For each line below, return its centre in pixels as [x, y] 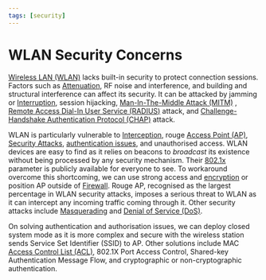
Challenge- [219, 111]
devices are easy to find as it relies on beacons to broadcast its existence [129, 151]
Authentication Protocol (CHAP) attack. [111, 119]
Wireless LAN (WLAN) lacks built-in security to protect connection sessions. [133, 77]
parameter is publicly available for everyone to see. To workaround [118, 169]
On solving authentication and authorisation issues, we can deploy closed [129, 226]
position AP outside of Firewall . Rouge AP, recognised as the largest [119, 185]
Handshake [27, 119]
